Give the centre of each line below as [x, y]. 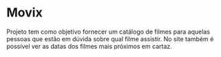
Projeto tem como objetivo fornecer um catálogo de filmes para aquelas [108, 32]
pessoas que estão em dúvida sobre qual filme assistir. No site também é [110, 38]
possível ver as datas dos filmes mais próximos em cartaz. [90, 46]
